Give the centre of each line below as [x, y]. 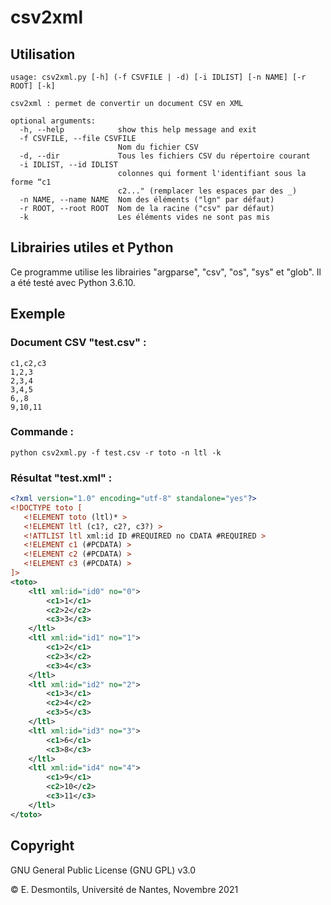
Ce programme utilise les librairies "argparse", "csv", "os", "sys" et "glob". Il [166, 272]
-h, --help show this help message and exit [138, 130]
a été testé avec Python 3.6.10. [73, 282]
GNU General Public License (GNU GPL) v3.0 [103, 870]
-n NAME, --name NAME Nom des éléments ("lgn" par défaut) [147, 200]
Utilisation [43, 54]
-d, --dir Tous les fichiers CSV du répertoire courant [165, 156]
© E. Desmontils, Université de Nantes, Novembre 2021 [124, 889]
